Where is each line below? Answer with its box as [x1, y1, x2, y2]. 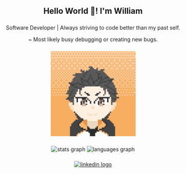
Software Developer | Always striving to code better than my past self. [5, 24, 181, 31]
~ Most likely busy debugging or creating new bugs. [28, 36, 158, 43]
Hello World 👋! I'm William [43, 6, 143, 16]
